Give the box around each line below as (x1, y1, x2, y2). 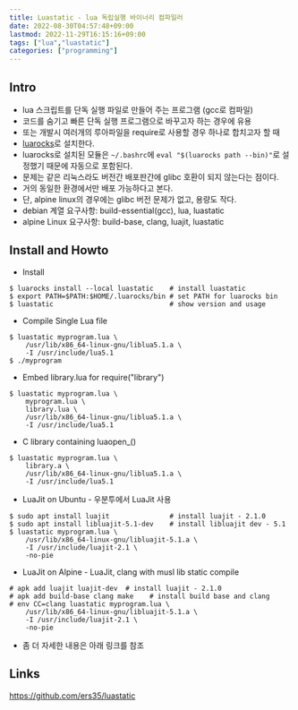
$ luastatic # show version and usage (9, 299, 267, 309)
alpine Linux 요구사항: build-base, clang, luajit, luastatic (21, 216, 225, 227)
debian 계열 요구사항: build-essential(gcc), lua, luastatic (21, 205, 226, 216)
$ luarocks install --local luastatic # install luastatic (9, 284, 246, 293)
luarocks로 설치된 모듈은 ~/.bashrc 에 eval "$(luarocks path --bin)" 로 (21, 149, 280, 159)
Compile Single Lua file (21, 315, 107, 326)
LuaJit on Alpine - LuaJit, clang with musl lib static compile (21, 566, 240, 577)
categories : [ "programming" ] (9, 47, 118, 56)
